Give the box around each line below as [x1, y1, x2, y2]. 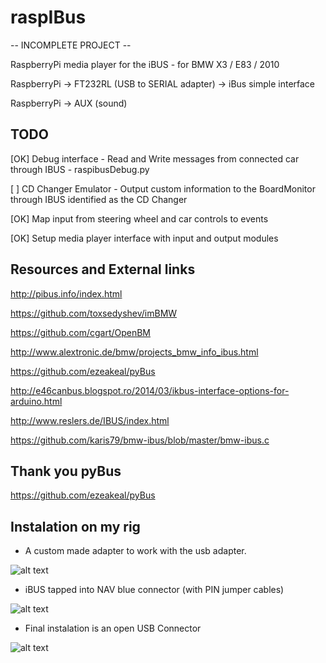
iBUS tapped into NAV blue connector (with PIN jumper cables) [24, 584, 285, 596]
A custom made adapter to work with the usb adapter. [24, 545, 247, 557]
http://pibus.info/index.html [10, 287, 123, 300]
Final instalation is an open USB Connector [24, 622, 202, 635]
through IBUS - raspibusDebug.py [10, 163, 150, 175]
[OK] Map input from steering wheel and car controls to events [10, 212, 269, 225]
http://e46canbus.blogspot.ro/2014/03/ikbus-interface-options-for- [10, 384, 290, 396]
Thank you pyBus [10, 462, 122, 480]
